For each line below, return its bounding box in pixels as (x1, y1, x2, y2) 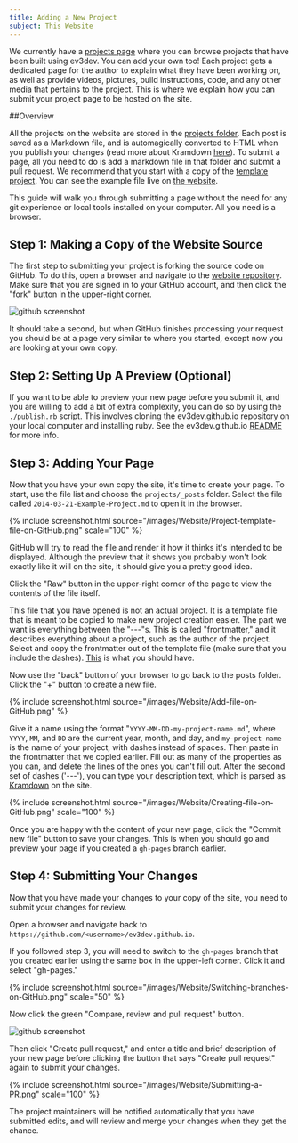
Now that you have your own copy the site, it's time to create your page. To (9, 478, 285, 490)
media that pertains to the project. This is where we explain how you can (9, 84, 276, 94)
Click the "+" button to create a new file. (9, 679, 157, 690)
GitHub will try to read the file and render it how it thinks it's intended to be (9, 542, 283, 552)
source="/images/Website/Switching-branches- (112, 982, 289, 992)
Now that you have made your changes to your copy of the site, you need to (9, 892, 288, 902)
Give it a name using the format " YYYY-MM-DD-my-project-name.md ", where (9, 723, 276, 733)
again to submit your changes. (9, 1062, 121, 1073)
